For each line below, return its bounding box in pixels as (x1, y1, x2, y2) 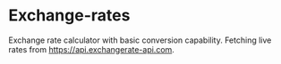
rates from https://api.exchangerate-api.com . (8, 44, 175, 54)
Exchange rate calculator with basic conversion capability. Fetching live (8, 35, 272, 45)
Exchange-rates (8, 5, 131, 26)
